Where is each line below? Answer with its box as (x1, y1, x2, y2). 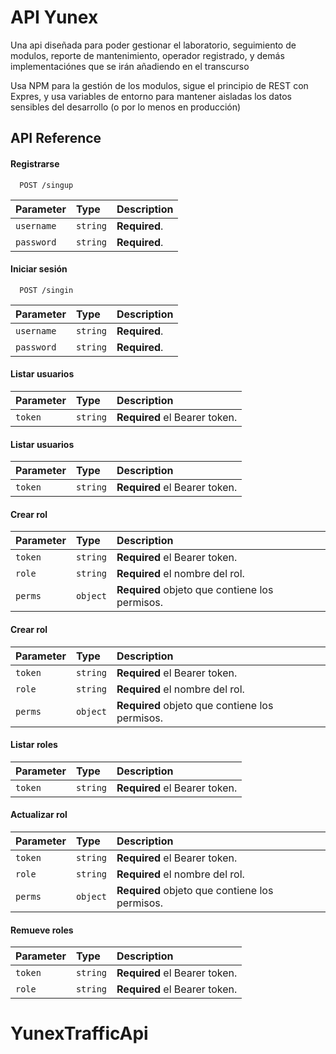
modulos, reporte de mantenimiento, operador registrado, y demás (10, 49, 285, 61)
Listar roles (10, 739, 58, 751)
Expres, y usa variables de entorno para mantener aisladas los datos (10, 90, 292, 102)
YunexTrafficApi (10, 1022, 149, 1045)
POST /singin (19, 285, 74, 295)
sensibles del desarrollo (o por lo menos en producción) (10, 101, 242, 113)
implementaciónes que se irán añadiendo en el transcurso (10, 60, 250, 72)
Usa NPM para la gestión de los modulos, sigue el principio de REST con (10, 79, 309, 91)
